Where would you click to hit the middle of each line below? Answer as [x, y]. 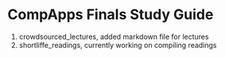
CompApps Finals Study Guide [111, 15]
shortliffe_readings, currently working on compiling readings [118, 44]
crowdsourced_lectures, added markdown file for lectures [114, 37]
